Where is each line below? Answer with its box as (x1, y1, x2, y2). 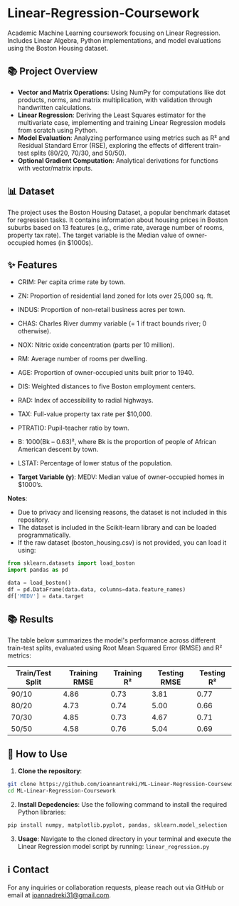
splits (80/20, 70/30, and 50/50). (31, 149, 127, 157)
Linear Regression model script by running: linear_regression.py (17, 842, 210, 850)
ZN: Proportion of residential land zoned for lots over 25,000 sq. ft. (17, 291, 213, 301)
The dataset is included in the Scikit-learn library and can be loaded (17, 523, 217, 532)
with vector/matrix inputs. (17, 163, 93, 172)
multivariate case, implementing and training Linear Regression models (17, 118, 226, 126)
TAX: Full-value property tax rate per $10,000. (17, 410, 153, 418)
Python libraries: (17, 808, 66, 817)
